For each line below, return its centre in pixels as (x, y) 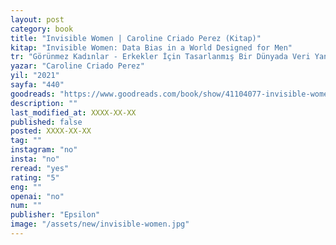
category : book (42, 29)
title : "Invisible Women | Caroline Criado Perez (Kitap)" (136, 38)
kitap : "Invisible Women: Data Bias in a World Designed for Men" (151, 47)
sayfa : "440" (37, 85)
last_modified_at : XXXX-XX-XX (73, 112)
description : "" (44, 103)
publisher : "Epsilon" (55, 215)
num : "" (26, 206)
